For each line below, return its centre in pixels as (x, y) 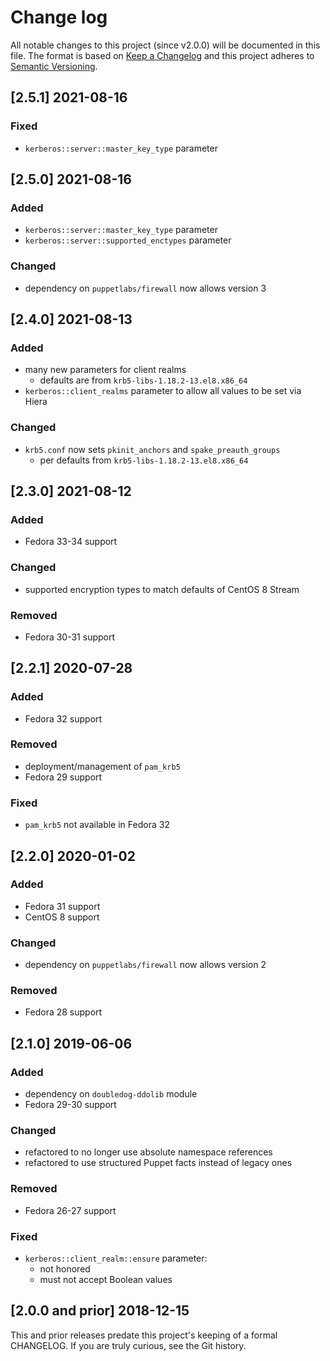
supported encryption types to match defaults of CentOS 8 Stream (162, 589)
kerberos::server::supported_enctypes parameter (128, 240)
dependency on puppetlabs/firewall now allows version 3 (145, 288)
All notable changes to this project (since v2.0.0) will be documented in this (165, 45)
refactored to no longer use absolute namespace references (148, 1152)
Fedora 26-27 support (70, 1210)
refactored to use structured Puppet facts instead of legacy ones (158, 1163)
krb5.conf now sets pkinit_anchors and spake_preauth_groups (152, 449)
